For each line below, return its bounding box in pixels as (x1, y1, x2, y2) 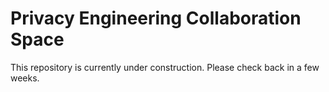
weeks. (10, 72, 40, 84)
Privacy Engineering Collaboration (10, 7, 302, 30)
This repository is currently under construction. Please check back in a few (10, 61, 320, 73)
